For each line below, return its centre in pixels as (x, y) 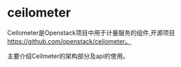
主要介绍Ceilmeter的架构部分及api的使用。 (68, 56)
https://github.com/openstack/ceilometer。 (69, 41)
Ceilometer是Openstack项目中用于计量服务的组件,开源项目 (91, 32)
